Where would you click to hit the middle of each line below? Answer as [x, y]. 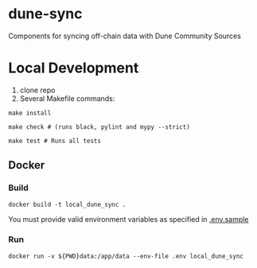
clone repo [37, 90]
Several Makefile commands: [67, 98]
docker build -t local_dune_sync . [67, 204]
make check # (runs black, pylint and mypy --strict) [99, 127]
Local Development [74, 68]
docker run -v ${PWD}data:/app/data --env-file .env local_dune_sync [126, 256]
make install [30, 113]
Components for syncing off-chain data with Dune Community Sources [125, 36]
